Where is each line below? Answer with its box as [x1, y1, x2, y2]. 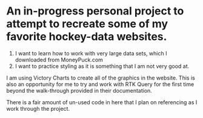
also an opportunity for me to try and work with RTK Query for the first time [6, 80, 195, 88]
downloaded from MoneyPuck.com [15, 56, 103, 63]
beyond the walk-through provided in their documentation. [6, 87, 153, 94]
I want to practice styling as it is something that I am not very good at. [15, 62, 190, 70]
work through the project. [6, 105, 70, 112]
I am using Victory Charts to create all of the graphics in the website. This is [6, 74, 195, 81]
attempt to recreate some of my [6, 17, 168, 31]
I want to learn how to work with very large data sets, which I [15, 49, 167, 57]
